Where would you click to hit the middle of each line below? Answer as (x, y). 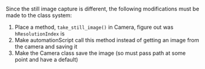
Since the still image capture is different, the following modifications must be (102, 9)
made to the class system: (39, 15)
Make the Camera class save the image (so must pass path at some (100, 53)
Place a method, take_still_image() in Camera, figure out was (94, 27)
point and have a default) (46, 60)
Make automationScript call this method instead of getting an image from (107, 40)
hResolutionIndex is (40, 34)
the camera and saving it (46, 46)
